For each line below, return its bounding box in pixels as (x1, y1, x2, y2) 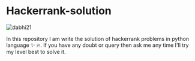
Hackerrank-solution (6, 4, 112, 18)
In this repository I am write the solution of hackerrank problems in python (6, 35, 190, 42)
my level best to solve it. (6, 48, 66, 55)
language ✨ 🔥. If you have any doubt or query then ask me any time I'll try (6, 41, 189, 49)
